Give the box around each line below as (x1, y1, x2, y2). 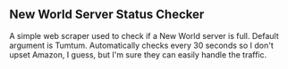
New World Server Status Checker (9, 7, 205, 22)
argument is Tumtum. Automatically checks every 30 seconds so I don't (9, 40, 275, 50)
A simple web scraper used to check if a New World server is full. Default (9, 30, 279, 41)
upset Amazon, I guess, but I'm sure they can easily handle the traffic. (9, 49, 267, 60)
